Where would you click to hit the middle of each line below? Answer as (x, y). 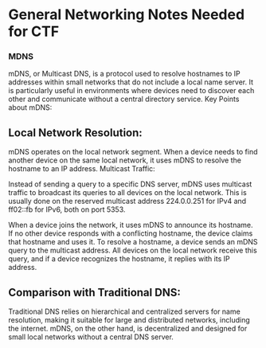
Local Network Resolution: (76, 133)
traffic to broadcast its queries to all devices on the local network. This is (127, 193)
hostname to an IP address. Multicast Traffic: (82, 169)
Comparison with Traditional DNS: (94, 292)
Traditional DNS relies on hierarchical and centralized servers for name (124, 311)
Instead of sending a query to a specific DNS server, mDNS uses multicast (130, 184)
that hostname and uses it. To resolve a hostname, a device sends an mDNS (133, 242)
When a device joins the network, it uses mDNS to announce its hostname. (131, 225)
